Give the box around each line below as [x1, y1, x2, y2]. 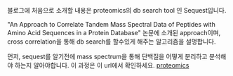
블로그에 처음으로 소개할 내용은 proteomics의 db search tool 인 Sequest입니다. [7, 6, 227, 14]
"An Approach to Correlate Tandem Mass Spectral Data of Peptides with [7, 20, 215, 28]
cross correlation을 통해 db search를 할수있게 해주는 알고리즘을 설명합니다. [7, 37, 216, 46]
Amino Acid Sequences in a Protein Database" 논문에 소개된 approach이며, [7, 29, 221, 37]
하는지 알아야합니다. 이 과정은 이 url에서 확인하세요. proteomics [14, 61, 189, 69]
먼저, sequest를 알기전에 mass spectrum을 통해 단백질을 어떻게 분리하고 [7, 52, 208, 61]
